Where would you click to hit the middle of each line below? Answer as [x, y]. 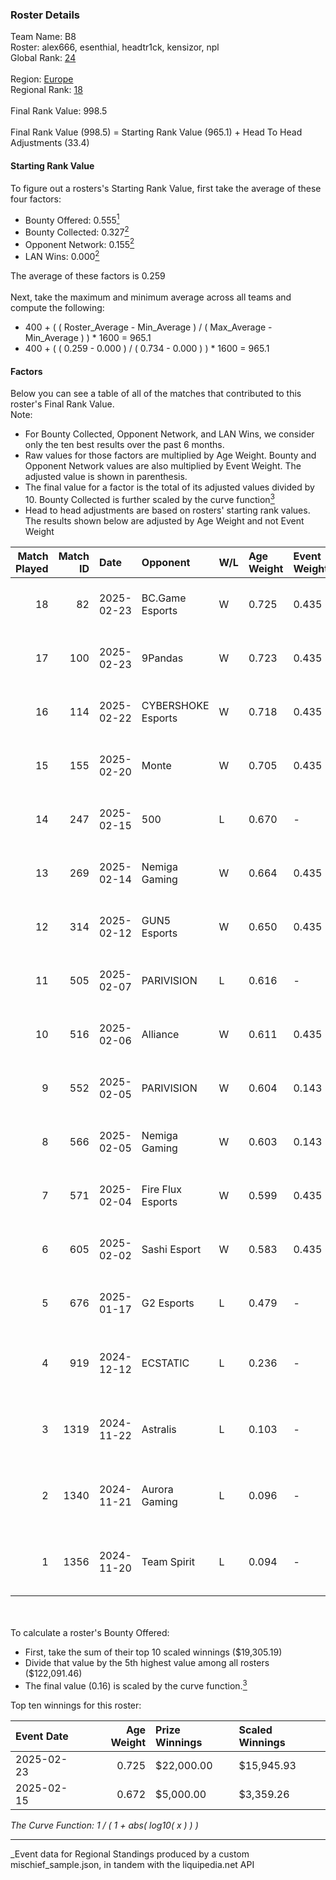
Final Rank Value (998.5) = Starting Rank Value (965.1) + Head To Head [156, 132]
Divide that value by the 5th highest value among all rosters [147, 1662]
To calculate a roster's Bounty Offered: [90, 1632]
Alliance [160, 1034]
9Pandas [162, 658]
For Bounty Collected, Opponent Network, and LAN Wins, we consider [169, 434]
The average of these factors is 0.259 [88, 276]
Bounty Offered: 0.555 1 [72, 219]
